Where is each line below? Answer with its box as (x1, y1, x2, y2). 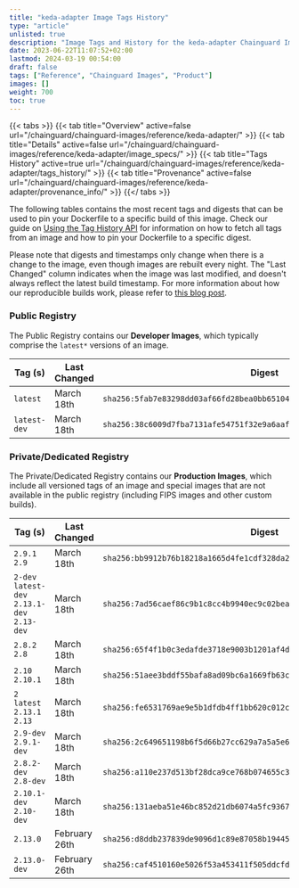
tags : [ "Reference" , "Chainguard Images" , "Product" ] (9, 71, 214, 80)
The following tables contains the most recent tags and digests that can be (9, 204, 284, 215)
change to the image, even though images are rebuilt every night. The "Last (9, 259, 287, 270)
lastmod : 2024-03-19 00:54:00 (9, 54, 122, 63)
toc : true (9, 95, 46, 105)
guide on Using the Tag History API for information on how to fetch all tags (9, 223, 282, 234)
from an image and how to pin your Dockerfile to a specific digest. (9, 233, 252, 243)
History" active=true (9, 158, 84, 169)
